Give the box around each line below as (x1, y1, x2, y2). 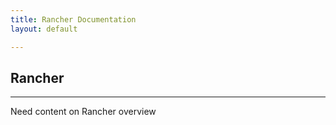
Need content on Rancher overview (10, 106, 157, 118)
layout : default (10, 24, 78, 34)
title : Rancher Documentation (10, 14, 137, 25)
